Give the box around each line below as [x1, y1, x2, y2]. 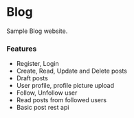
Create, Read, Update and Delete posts [16, 67, 128, 75]
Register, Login [16, 60, 59, 68]
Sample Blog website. [6, 27, 68, 35]
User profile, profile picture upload [16, 82, 115, 90]
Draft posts [16, 74, 49, 82]
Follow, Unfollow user [16, 88, 78, 97]
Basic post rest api [16, 104, 69, 112]
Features [6, 44, 37, 54]
